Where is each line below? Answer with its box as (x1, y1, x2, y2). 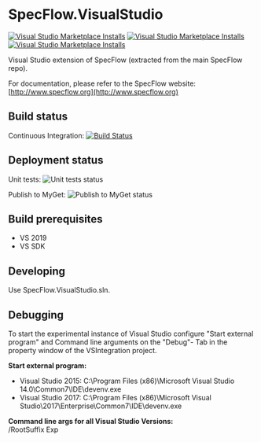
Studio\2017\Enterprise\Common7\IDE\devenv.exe (19, 401, 182, 411)
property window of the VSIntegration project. (8, 346, 157, 355)
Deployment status (8, 153, 104, 167)
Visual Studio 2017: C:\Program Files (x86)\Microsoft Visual (19, 393, 212, 402)
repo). (8, 63, 28, 72)
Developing (8, 264, 65, 278)
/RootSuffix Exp (8, 425, 59, 434)
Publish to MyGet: (8, 190, 66, 199)
